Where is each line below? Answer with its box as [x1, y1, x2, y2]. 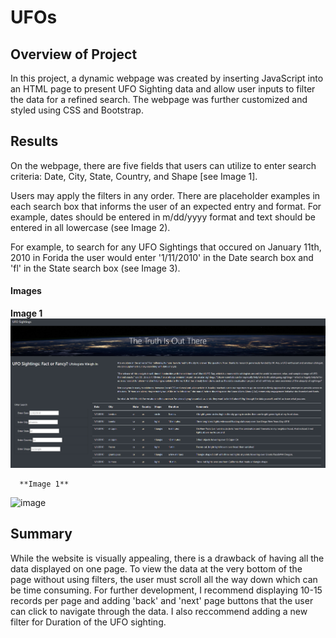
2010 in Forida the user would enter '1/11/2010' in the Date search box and [10, 251, 314, 263]
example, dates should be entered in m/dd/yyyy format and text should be [10, 211, 316, 223]
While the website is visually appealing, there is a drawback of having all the [10, 552, 325, 564]
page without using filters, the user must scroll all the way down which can [10, 573, 318, 585]
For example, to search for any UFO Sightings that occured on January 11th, [10, 241, 322, 253]
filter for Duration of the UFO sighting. [10, 616, 167, 628]
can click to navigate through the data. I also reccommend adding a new [10, 605, 308, 617]
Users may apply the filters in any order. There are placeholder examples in [10, 189, 321, 201]
